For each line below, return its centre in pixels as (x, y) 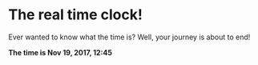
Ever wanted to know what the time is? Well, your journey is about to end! (129, 37)
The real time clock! (75, 15)
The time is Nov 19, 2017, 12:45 (60, 52)
